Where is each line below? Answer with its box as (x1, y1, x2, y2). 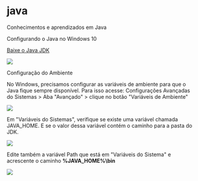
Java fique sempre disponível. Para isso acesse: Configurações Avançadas (7, 87, 190, 94)
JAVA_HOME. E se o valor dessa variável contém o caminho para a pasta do (7, 122, 193, 129)
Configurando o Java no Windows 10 (7, 35, 97, 42)
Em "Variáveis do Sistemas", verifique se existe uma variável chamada (7, 115, 178, 122)
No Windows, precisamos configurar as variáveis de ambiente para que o (7, 80, 186, 88)
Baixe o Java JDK (7, 46, 50, 54)
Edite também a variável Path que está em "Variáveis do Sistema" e (7, 151, 171, 158)
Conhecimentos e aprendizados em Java (7, 24, 107, 31)
